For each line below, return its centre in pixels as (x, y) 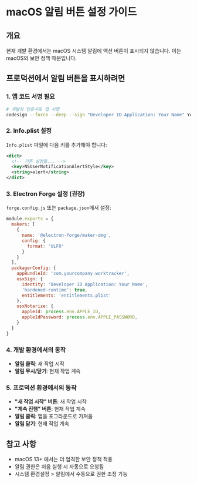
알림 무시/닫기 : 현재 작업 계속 (47, 371)
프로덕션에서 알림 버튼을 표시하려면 (66, 78)
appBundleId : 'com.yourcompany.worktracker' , (73, 274)
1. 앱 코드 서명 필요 (30, 96)
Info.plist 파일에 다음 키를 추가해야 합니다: (57, 145)
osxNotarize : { (35, 306)
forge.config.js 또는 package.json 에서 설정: (59, 208)
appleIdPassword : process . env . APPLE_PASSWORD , (79, 317)
